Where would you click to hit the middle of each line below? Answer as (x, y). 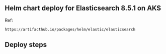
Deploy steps (26, 45)
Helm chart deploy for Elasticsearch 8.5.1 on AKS (83, 8)
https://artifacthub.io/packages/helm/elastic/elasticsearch (70, 29)
